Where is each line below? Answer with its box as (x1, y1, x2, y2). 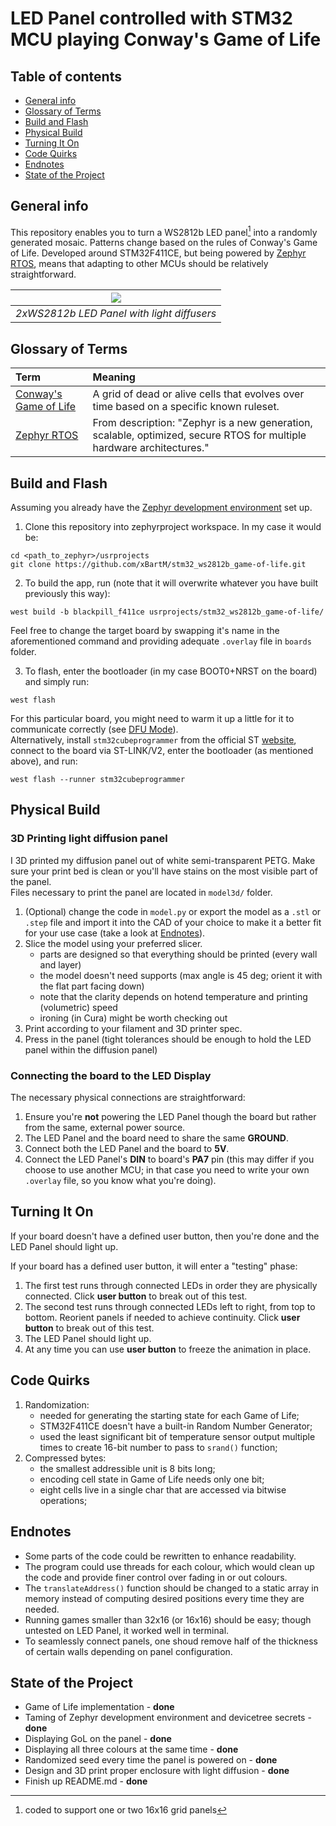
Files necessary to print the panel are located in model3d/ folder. (10, 886, 273, 898)
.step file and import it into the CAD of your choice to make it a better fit (24, 916, 322, 928)
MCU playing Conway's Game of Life (10, 28, 322, 51)
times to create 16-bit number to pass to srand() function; (39, 1441, 278, 1453)
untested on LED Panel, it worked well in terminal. (24, 1624, 230, 1636)
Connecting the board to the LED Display (10, 1068, 212, 1082)
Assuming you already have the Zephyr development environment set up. (10, 502, 313, 514)
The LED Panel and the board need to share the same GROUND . (24, 1132, 289, 1144)
